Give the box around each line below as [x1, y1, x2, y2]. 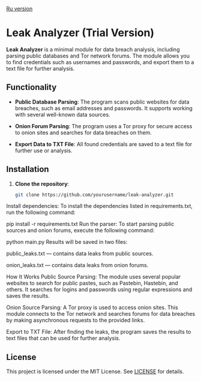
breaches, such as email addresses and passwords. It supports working [14, 104, 193, 111]
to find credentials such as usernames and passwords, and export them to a [6, 58, 194, 65]
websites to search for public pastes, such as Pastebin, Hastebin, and [6, 280, 178, 287]
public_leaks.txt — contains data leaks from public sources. [6, 250, 154, 257]
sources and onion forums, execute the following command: [6, 227, 155, 234]
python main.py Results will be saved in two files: [6, 238, 128, 246]
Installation [6, 164, 49, 174]
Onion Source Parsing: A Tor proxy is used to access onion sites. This [6, 304, 178, 311]
